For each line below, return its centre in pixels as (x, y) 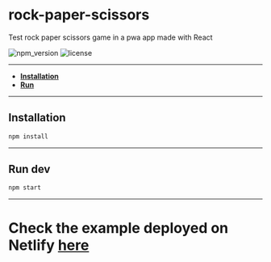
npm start (25, 188)
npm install (28, 136)
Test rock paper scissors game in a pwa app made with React (110, 37)
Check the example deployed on (119, 228)
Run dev (29, 169)
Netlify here (49, 245)
